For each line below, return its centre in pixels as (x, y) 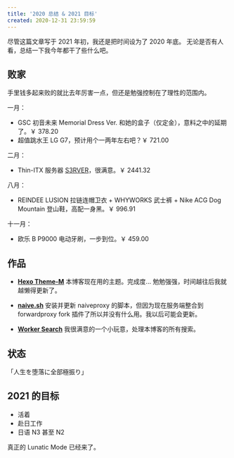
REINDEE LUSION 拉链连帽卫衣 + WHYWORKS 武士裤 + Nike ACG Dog (119, 200)
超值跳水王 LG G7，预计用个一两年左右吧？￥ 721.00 (93, 140)
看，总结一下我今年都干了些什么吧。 (60, 50)
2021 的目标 (33, 396)
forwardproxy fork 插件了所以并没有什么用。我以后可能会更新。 (109, 314)
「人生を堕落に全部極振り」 (47, 371)
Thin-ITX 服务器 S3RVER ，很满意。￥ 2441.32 (84, 171)
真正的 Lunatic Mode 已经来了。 (53, 447)
